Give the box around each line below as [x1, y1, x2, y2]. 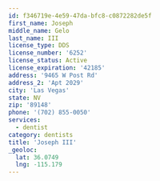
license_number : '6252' [8, 49, 88, 57]
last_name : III [8, 34, 59, 42]
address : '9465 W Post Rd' [8, 71, 98, 79]
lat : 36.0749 [15, 153, 59, 161]
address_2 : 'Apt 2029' [8, 78, 84, 86]
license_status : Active [8, 57, 88, 65]
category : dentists [8, 131, 74, 139]
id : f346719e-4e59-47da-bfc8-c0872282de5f [8, 11, 152, 20]
